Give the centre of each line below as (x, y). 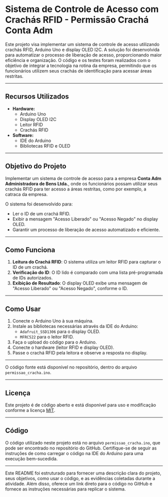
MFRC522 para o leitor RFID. (47, 337)
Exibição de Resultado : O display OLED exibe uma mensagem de (80, 283)
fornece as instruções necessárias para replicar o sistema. (65, 489)
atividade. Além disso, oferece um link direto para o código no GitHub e (79, 483)
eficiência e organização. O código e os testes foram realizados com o (78, 60)
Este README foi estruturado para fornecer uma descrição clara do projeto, (83, 473)
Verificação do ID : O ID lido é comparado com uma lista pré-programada (87, 272)
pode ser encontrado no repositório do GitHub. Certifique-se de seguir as (81, 448)
